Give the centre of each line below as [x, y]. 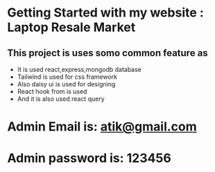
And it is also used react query [61, 99]
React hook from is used [52, 92]
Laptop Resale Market [71, 27]
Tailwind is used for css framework [67, 77]
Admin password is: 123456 [89, 159]
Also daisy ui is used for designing [66, 84]
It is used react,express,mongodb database [79, 69]
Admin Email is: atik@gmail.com [102, 127]
